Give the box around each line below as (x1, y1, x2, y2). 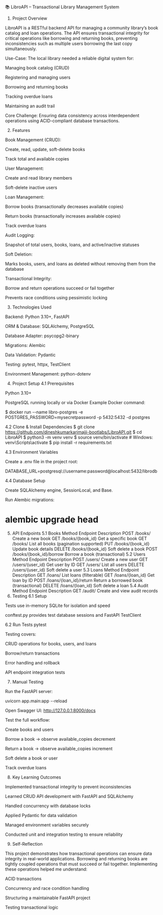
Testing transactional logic (5, 904, 59, 910)
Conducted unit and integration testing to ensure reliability (5, 831, 123, 837)
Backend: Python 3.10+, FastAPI (5, 314, 70, 319)
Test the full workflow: (5, 717, 51, 723)
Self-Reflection (12, 841, 43, 847)
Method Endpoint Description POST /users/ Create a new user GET (12, 556, 148, 562)
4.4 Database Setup (5, 478, 46, 483)
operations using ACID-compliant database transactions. (5, 118, 120, 124)
